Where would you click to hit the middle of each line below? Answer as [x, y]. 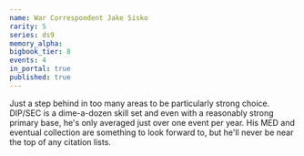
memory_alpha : [36, 43]
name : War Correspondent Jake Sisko [79, 18]
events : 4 [28, 60]
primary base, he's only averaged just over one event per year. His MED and [152, 122]
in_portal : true [40, 69]
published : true [40, 78]
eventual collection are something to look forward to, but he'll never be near [152, 132]
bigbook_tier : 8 [40, 52]
